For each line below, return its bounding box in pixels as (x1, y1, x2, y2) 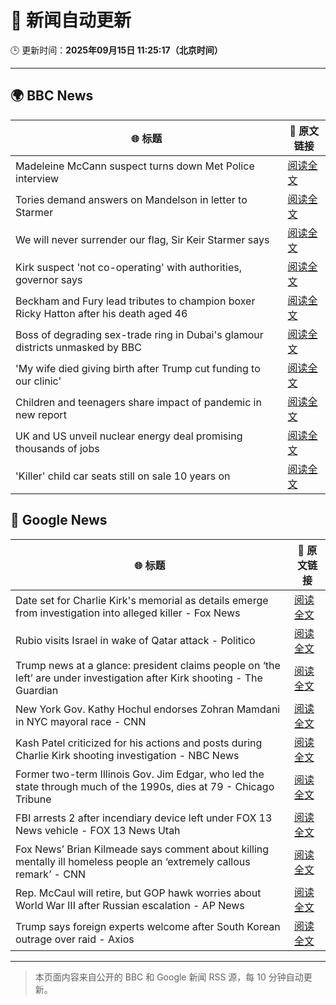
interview (15, 171, 60, 185)
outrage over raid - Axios (15, 932, 135, 946)
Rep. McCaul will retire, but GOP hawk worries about (15, 886, 262, 900)
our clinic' (15, 374, 62, 388)
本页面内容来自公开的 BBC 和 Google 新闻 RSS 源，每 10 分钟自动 (34, 971, 304, 983)
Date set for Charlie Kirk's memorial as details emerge (15, 593, 269, 607)
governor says (15, 272, 83, 286)
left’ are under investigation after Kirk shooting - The (15, 671, 263, 685)
